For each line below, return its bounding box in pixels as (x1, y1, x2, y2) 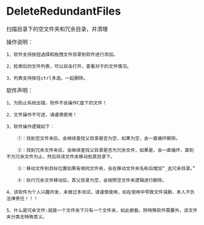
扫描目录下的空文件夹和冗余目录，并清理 (6, 25, 108, 32)
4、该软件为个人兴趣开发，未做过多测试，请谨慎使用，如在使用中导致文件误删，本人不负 (6, 189, 195, 195)
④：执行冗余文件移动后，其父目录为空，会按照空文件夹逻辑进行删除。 (17, 177, 167, 184)
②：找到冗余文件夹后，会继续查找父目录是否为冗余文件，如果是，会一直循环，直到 (17, 147, 194, 153)
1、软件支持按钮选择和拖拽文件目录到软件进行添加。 (6, 51, 118, 57)
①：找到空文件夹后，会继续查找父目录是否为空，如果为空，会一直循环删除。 (17, 135, 181, 141)
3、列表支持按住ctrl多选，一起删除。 (6, 75, 88, 81)
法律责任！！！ (6, 195, 38, 202)
